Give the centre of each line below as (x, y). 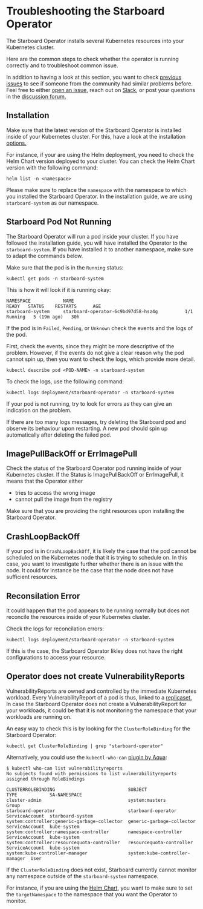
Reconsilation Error (43, 596)
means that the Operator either (45, 481)
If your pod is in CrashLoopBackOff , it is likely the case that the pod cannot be (101, 551)
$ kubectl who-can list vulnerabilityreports (64, 768)
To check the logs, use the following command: (65, 381)
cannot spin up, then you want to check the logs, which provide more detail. (101, 359)
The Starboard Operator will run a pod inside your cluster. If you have (92, 236)
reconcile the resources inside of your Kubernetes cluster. (79, 617)
